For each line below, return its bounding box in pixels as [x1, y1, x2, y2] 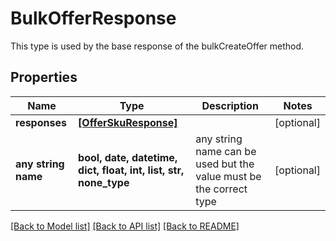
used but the [195, 157, 255, 171]
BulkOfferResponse [10, 7, 177, 30]
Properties [10, 69, 78, 86]
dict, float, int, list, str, [78, 163, 185, 177]
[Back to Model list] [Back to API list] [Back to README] [10, 220, 240, 232]
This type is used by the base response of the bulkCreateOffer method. [10, 40, 305, 52]
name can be [195, 144, 257, 158]
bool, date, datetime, [78, 150, 178, 164]
